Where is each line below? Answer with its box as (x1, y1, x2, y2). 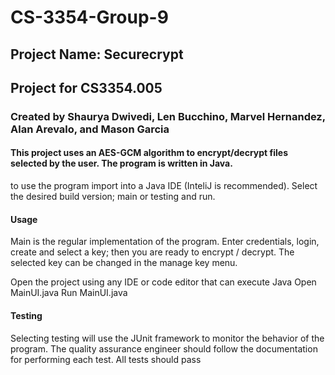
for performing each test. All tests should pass (10, 353, 202, 365)
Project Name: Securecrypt (10, 46, 184, 63)
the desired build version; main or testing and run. (10, 191, 216, 203)
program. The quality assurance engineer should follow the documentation (10, 342, 318, 355)
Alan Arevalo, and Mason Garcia (10, 122, 170, 136)
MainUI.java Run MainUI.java (10, 287, 128, 299)
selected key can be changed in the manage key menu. (10, 257, 238, 269)
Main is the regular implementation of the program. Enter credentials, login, (10, 236, 320, 248)
